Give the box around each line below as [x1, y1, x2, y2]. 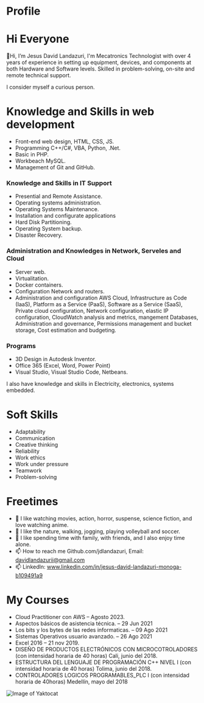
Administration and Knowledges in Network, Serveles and [6, 247, 181, 255]
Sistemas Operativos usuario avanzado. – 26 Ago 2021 [15, 632, 152, 640]
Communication [15, 434, 55, 442]
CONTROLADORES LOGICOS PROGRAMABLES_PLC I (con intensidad [15, 671, 190, 679]
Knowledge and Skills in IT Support [6, 178, 112, 187]
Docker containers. [15, 281, 63, 289]
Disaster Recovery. [15, 231, 63, 239]
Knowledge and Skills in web [6, 105, 155, 119]
